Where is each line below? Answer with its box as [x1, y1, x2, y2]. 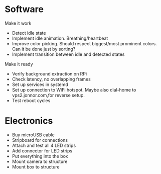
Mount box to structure [12, 163, 60, 169]
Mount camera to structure [12, 158, 68, 164]
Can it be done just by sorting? [12, 46, 76, 52]
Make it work [5, 20, 32, 26]
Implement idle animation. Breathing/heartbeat [12, 35, 108, 41]
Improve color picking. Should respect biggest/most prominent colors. [12, 40, 157, 46]
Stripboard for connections [12, 137, 68, 143]
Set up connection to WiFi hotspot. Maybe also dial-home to [12, 86, 136, 93]
